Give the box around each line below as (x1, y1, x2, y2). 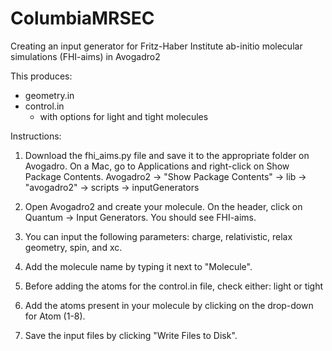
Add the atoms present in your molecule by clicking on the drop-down (24, 299, 314, 311)
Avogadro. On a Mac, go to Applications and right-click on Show (24, 160, 290, 172)
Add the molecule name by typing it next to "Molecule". (24, 260, 253, 272)
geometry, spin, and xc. (24, 241, 123, 253)
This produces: (10, 70, 73, 82)
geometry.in (24, 89, 75, 101)
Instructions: (10, 130, 62, 142)
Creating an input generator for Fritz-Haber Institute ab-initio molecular (10, 40, 303, 52)
